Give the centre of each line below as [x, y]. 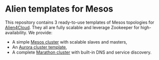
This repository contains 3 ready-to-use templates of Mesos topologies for [80, 22]
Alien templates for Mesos [59, 9]
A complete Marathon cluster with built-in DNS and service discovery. [82, 52]
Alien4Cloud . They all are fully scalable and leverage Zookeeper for [72, 27]
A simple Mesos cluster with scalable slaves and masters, [70, 42]
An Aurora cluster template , [40, 47]
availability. [16, 32]
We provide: [40, 32]
